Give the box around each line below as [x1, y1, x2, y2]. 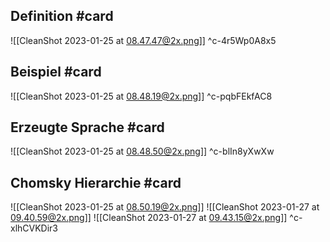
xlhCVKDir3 [10, 222, 59, 234]
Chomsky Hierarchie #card [10, 174, 182, 191]
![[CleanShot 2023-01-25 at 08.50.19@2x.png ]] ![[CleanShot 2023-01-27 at [10, 201, 320, 213]
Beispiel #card [10, 64, 102, 81]
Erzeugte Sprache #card [10, 119, 165, 136]
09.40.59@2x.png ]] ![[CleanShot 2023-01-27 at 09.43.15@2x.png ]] [10, 212, 288, 224]
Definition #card [10, 8, 114, 25]
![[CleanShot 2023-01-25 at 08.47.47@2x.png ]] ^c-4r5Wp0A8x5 [10, 34, 277, 46]
